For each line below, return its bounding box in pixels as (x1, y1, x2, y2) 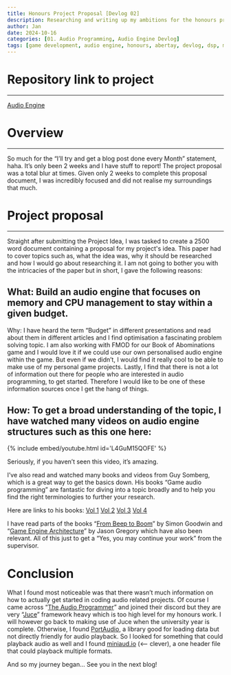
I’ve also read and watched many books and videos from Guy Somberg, (7, 471, 210, 479)
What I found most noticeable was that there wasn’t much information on (7, 588, 214, 596)
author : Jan (7, 23, 41, 30)
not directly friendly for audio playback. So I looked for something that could (7, 632, 223, 641)
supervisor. (7, 541, 39, 550)
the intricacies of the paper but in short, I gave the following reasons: (7, 266, 203, 274)
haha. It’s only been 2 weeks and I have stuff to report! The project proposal (7, 161, 222, 169)
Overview (7, 125, 64, 141)
